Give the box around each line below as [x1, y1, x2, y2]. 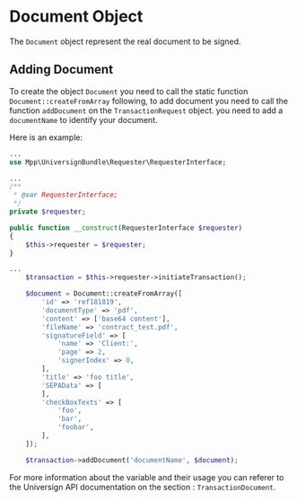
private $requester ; [9, 207, 87, 216]
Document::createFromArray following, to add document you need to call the [9, 95, 289, 106]
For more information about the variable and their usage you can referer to [9, 471, 284, 482]
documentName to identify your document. [9, 114, 159, 125]
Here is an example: [9, 132, 83, 143]
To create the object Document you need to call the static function [9, 85, 249, 96]
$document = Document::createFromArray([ [25, 289, 182, 298]
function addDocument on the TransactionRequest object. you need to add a [9, 105, 284, 116]
